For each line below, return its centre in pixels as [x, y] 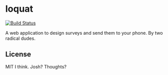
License [18, 54]
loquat [19, 9]
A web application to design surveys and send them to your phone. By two [84, 33]
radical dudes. [21, 38]
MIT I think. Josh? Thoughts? [36, 66]
